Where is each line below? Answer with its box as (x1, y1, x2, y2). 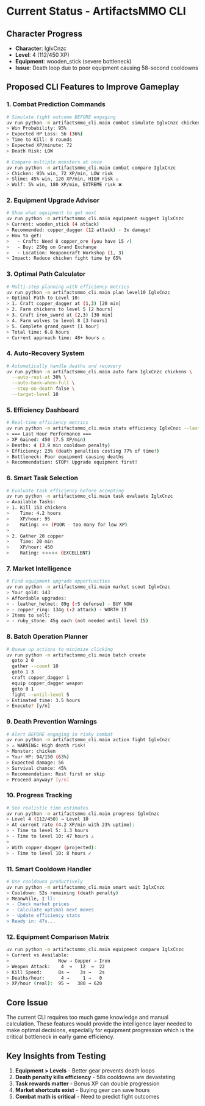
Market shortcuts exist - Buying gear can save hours (15, 1086, 150, 1093)
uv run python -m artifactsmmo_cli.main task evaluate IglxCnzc (6, 493, 173, 500)
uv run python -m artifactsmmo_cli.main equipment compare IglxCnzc (6, 947, 184, 953)
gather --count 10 (12, 663, 59, 669)
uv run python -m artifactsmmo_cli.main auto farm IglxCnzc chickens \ (6, 368, 192, 375)
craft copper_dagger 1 (12, 675, 70, 681)
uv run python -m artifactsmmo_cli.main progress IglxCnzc (6, 810, 160, 817)
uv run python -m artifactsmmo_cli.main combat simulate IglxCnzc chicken (6, 120, 201, 126)
